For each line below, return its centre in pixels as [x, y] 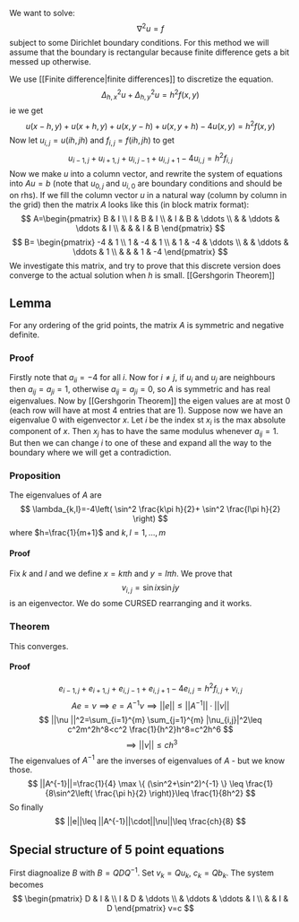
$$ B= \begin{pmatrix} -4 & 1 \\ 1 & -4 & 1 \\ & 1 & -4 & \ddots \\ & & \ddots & [150, 242]
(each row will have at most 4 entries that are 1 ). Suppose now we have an [146, 410]
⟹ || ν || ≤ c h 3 [152, 744]
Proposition [35, 476]
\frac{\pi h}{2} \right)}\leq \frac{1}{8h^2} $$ [175, 794]
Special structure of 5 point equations [117, 850]
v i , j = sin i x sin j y [150, 588]
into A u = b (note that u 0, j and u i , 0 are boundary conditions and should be [146, 185]
